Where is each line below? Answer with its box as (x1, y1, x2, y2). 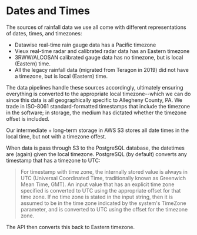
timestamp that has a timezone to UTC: (6, 157, 101, 164)
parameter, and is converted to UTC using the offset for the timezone (20, 206, 188, 213)
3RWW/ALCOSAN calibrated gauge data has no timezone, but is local (14, 54, 183, 61)
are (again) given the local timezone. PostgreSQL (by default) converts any (6, 150, 187, 157)
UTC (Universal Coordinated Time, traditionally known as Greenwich (20, 174, 186, 181)
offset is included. (6, 115, 50, 122)
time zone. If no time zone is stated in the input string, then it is (20, 193, 173, 200)
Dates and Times (6, 4, 90, 18)
